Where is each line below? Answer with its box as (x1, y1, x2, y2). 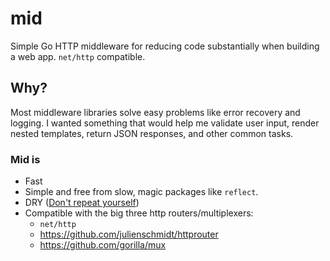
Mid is (10, 152, 41, 166)
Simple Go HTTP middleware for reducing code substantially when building (10, 40, 320, 52)
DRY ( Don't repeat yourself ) (24, 197, 140, 209)
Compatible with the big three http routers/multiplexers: (24, 207, 254, 219)
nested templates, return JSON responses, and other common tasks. (10, 127, 294, 139)
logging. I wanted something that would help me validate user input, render (10, 117, 320, 129)
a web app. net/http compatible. (10, 50, 146, 62)
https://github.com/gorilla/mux (39, 239, 167, 251)
